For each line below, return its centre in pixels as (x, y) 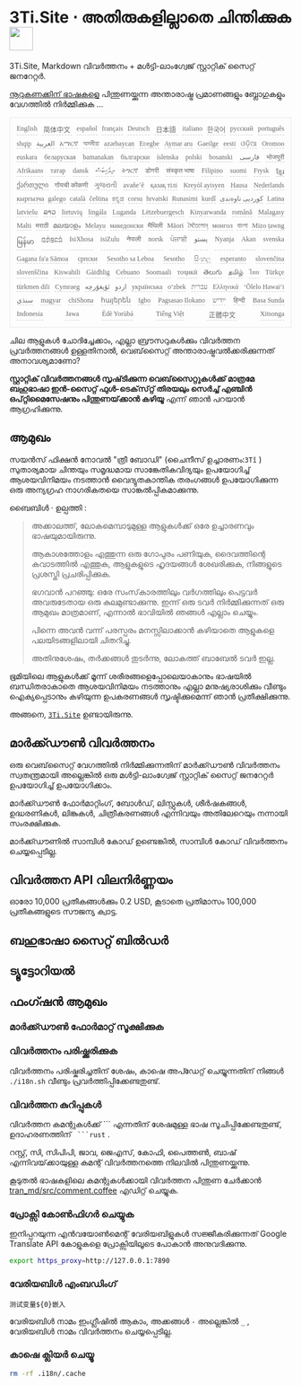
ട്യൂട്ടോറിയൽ (42, 971)
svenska (274, 239)
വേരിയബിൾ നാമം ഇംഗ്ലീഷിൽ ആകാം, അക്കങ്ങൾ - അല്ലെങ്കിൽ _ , (129, 1321)
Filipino (212, 170)
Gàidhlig (98, 272)
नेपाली (134, 239)
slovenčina (270, 259)
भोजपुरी (275, 157)
